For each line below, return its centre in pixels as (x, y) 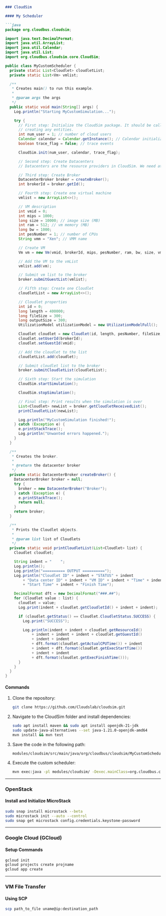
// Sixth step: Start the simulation (57, 379)
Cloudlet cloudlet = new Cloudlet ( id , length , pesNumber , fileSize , (90, 334)
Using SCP (16, 898)
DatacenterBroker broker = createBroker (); (64, 180)
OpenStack (19, 789)
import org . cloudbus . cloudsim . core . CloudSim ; (53, 57)
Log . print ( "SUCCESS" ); (46, 621)
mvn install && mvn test (38, 735)
